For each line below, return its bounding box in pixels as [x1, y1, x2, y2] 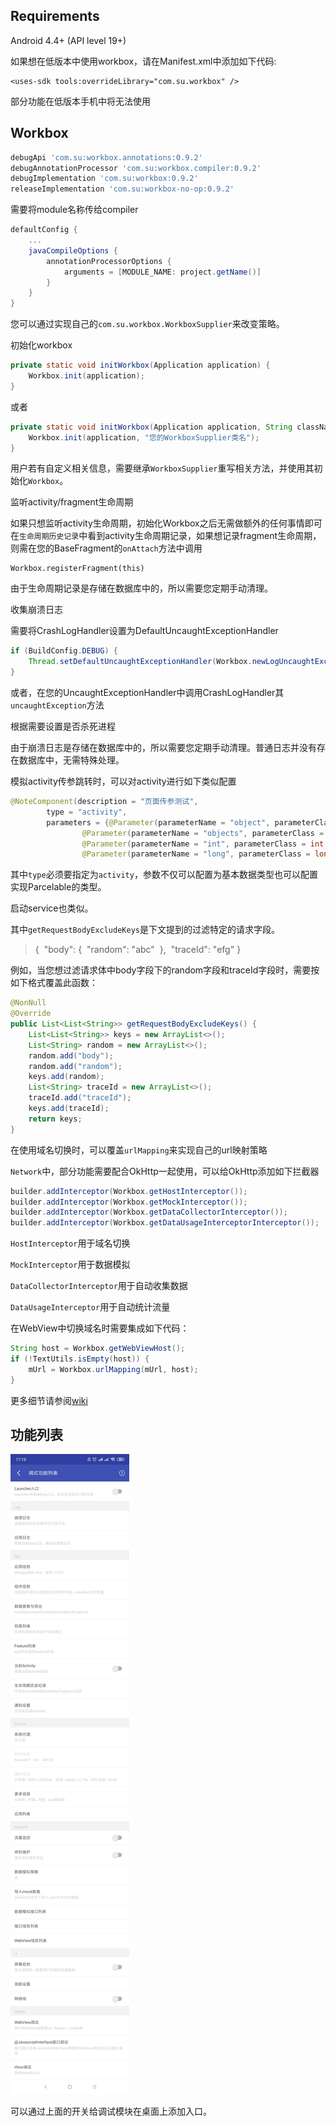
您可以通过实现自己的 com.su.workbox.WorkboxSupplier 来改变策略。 [10, 318, 285, 330]
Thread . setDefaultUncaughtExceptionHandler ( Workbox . [28, 657, 253, 667]
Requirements [10, 8, 100, 25]
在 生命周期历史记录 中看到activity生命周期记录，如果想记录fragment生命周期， [10, 530, 322, 542]
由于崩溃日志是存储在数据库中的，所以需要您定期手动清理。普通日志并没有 [10, 742, 317, 753]
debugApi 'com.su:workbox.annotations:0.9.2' [10, 152, 203, 163]
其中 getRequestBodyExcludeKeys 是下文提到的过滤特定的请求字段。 [10, 924, 280, 936]
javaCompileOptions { [28, 245, 118, 256]
